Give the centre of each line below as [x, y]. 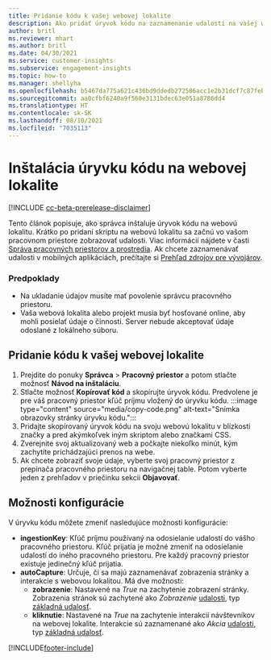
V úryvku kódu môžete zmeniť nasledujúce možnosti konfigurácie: [118, 522]
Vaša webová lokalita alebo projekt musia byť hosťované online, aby [133, 313]
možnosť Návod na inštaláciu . [71, 383]
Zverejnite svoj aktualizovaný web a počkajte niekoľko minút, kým [129, 443]
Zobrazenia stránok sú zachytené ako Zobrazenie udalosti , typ [136, 598]
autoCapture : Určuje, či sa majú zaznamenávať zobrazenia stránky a [134, 572]
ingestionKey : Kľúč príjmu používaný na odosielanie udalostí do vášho [138, 538]
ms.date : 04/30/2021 [43, 53]
